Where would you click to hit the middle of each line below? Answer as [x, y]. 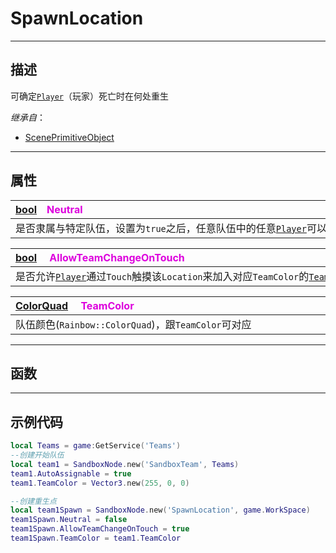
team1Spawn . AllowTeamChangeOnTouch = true [100, 529]
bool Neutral [49, 209]
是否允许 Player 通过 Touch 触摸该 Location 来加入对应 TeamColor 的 [162, 276]
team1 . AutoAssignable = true [71, 473]
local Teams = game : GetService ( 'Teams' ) [96, 446]
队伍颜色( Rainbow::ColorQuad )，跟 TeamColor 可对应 [133, 324]
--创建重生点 [33, 501]
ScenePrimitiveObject [69, 137]
